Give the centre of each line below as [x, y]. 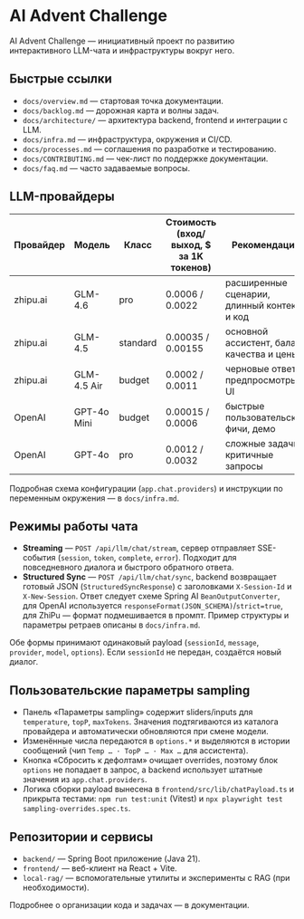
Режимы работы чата [74, 526]
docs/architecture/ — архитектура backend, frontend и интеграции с [155, 120]
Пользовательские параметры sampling [130, 690]
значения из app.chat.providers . [85, 780]
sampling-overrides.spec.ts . [76, 809]
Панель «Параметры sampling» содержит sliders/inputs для [138, 713]
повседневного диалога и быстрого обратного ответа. [128, 568]
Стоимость [191, 222]
